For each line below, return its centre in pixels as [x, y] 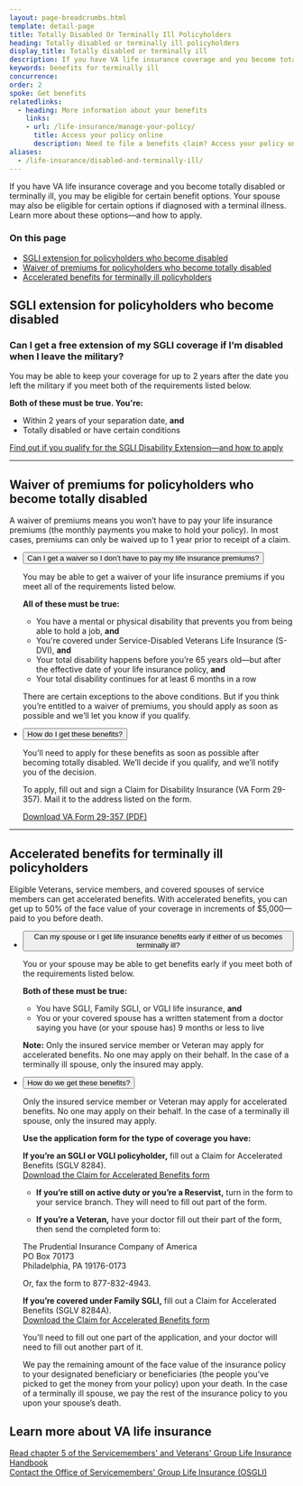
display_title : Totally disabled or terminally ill [108, 51]
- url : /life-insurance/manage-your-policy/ [110, 127]
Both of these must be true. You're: [77, 404]
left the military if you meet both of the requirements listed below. [131, 385]
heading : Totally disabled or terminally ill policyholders [125, 43]
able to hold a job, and [78, 631]
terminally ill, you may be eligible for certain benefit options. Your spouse [145, 196]
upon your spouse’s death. [72, 1403]
